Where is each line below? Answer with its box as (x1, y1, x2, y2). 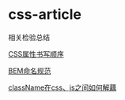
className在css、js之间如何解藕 (8, 83, 117, 92)
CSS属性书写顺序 (8, 49, 65, 58)
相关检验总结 (8, 32, 50, 42)
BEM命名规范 (8, 65, 51, 76)
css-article (8, 6, 81, 24)
